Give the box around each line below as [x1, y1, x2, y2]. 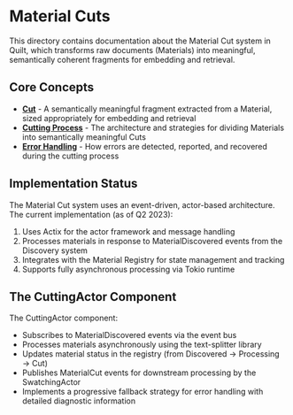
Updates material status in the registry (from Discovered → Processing [21, 349, 281, 359]
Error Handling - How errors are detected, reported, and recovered [21, 141, 268, 151]
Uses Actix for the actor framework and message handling [21, 226, 235, 236]
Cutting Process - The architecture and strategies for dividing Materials [21, 122, 285, 133]
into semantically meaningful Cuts [21, 131, 146, 142]
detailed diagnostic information [21, 396, 135, 406]
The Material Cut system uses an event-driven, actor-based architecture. [9, 199, 275, 210]
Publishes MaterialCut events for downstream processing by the [21, 367, 257, 378]
